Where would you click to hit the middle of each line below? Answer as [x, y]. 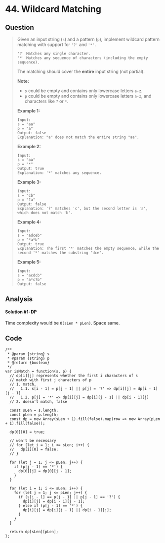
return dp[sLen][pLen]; [34, 532]
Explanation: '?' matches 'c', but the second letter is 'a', [82, 209]
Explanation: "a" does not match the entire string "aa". [78, 137]
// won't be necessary [33, 441]
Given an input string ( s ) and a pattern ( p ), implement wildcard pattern [88, 39]
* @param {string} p [28, 358]
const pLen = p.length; [34, 415]
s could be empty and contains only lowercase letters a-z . [83, 91]
